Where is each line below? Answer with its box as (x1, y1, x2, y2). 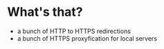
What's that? (7, 4, 83, 20)
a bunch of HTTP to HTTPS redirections (17, 27, 131, 35)
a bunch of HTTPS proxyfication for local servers (17, 34, 158, 42)
